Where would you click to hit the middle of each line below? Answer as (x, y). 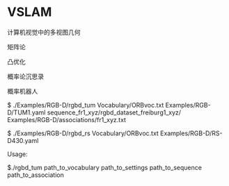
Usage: (17, 154)
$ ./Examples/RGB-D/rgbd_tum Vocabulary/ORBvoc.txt (86, 105)
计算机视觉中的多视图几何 (44, 32)
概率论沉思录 (25, 76)
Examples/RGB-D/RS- (191, 133)
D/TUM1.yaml (26, 112)
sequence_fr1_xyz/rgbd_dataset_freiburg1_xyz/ (114, 112)
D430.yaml (23, 140)
